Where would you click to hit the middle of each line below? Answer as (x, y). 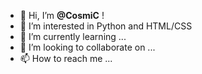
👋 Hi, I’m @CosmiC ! (62, 15)
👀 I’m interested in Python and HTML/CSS (106, 26)
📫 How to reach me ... (66, 58)
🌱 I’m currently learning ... (73, 36)
